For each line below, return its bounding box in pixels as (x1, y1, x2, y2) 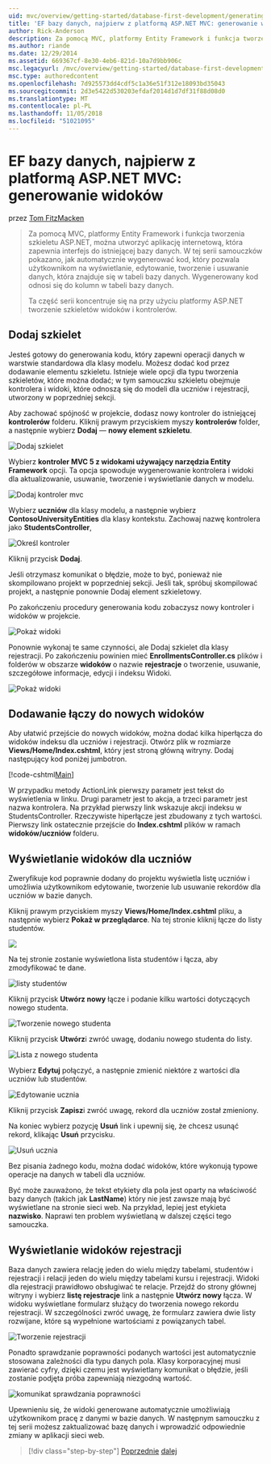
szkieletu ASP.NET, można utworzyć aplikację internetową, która (27, 237, 244, 247)
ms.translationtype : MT (8, 95, 89, 103)
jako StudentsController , (8, 523, 93, 532)
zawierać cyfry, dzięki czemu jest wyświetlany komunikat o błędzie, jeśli (8, 1365, 248, 1375)
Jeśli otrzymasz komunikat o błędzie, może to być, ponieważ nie (8, 569, 223, 579)
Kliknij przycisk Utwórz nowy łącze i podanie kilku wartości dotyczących (8, 994, 251, 1004)
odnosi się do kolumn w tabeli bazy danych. (27, 280, 174, 290)
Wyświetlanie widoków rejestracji (8, 1243, 182, 1257)
